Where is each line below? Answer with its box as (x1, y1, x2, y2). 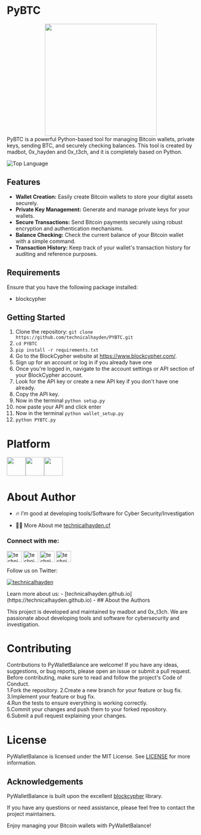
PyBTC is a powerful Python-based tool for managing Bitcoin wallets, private (7, 135, 195, 142)
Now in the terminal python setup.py (15, 397, 106, 404)
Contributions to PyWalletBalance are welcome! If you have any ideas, (7, 662, 179, 669)
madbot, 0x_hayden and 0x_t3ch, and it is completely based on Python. (7, 148, 183, 156)
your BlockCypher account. (15, 371, 83, 379)
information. (7, 759, 37, 766)
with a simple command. (15, 237, 76, 245)
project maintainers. (7, 810, 56, 818)
